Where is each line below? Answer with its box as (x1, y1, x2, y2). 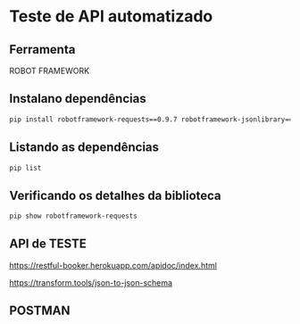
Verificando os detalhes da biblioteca (9, 187, 221, 203)
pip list (9, 163, 42, 172)
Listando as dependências (9, 140, 159, 155)
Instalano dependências (9, 91, 146, 106)
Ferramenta (9, 42, 76, 57)
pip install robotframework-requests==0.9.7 (9, 114, 178, 124)
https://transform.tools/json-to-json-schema (9, 277, 172, 287)
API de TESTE (9, 237, 87, 252)
